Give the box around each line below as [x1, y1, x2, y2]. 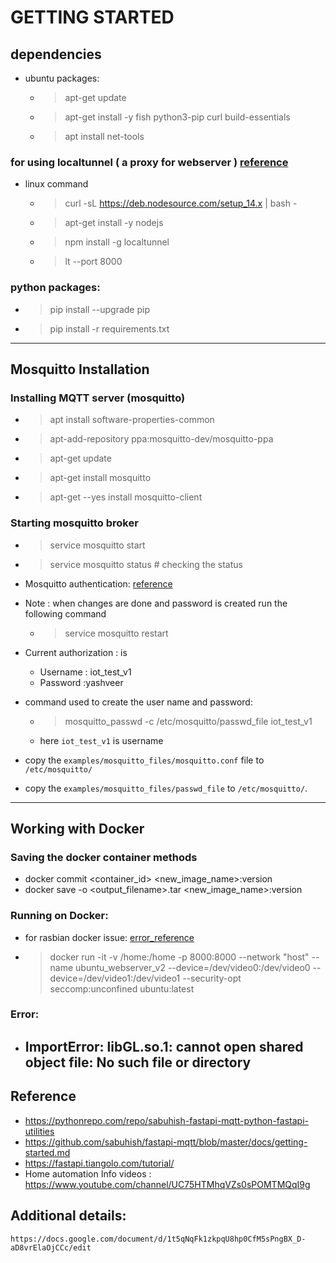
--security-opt [182, 972, 242, 984]
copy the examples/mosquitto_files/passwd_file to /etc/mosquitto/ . [24, 782, 308, 794]
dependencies [10, 46, 102, 63]
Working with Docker [10, 820, 145, 837]
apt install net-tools [64, 131, 145, 142]
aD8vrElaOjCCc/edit [10, 1242, 92, 1253]
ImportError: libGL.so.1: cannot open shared [24, 1038, 304, 1055]
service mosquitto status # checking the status [49, 558, 243, 570]
